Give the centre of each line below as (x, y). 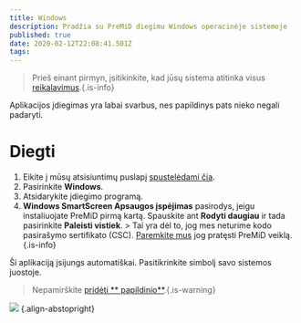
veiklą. (280, 235)
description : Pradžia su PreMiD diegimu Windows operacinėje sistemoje (148, 26)
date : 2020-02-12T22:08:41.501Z (71, 43)
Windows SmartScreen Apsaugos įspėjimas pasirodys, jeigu (139, 206)
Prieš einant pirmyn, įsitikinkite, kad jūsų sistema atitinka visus (149, 78)
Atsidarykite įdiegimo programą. (83, 196)
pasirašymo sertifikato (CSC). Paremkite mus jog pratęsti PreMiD (144, 235)
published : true (40, 35)
